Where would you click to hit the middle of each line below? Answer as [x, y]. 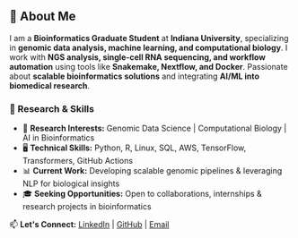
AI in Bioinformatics [58, 138]
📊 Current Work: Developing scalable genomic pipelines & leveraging [152, 171]
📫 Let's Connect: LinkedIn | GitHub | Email [89, 225]
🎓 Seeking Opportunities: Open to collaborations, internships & [142, 194]
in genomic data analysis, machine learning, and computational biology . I [149, 47]
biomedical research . [50, 85]
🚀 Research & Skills [52, 108]
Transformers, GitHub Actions [77, 161]
